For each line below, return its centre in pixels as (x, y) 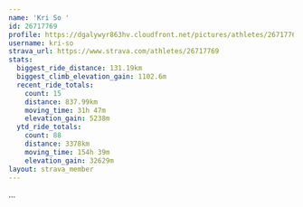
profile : (25, 34)
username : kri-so (41, 43)
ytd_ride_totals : (49, 127)
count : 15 (43, 93)
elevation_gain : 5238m (67, 118)
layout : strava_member (51, 169)
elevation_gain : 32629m (70, 160)
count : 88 (43, 136)
